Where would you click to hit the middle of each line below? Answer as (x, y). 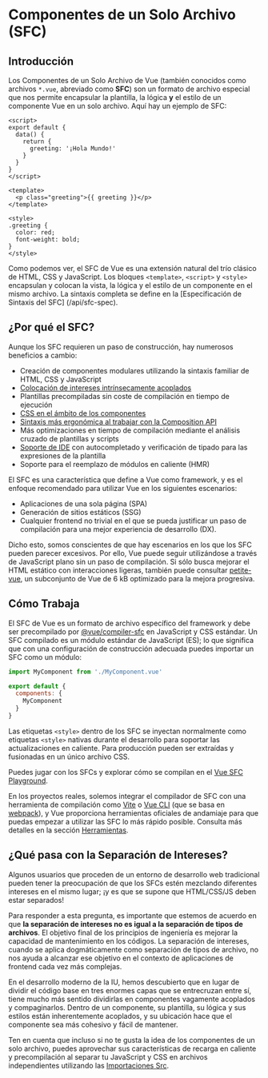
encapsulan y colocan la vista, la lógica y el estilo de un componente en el (131, 285)
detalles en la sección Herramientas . (68, 830)
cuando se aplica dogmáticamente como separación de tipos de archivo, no (133, 949)
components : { (39, 693)
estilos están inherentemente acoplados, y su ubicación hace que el (120, 1016)
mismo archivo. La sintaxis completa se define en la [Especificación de (125, 294)
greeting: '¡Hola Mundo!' (72, 149)
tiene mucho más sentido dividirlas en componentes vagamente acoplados (132, 999)
